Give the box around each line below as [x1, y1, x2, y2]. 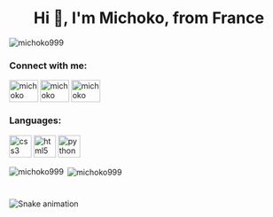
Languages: [9, 114, 62, 127]
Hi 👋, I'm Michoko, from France [34, 8, 264, 28]
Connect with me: [9, 59, 88, 72]
